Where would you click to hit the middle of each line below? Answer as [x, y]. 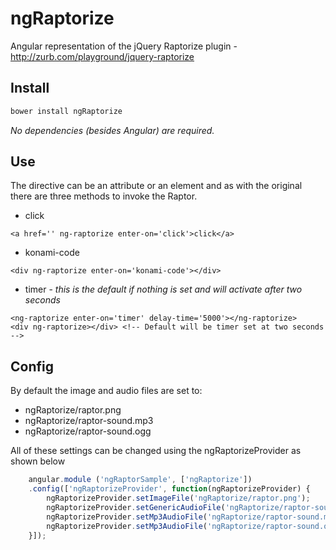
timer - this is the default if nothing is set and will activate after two [163, 289]
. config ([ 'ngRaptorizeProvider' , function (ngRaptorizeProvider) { [169, 489]
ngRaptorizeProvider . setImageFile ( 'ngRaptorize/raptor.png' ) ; [178, 498]
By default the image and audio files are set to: [106, 391]
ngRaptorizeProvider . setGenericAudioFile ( [136, 507]
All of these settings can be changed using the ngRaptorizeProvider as [156, 451]
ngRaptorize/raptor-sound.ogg [88, 431]
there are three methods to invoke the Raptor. [104, 196]
